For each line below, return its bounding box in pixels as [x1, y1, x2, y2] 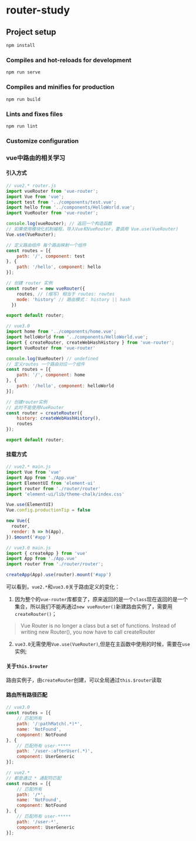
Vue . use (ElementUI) [6, 502, 54, 508]
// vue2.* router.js [6, 183, 57, 189]
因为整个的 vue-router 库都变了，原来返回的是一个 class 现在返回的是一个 [14, 596, 188, 603]
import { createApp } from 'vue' [6, 550, 88, 556]
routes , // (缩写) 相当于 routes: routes [16, 291, 115, 297]
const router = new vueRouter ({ [6, 286, 85, 291]
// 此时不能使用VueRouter [6, 404, 65, 410]
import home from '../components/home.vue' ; [6, 329, 117, 335]
